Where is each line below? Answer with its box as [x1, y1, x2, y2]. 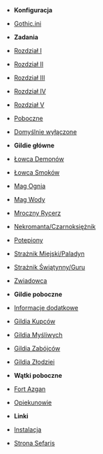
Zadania [13, 33, 38, 41]
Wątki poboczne [13, 372, 63, 379]
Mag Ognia [13, 182, 46, 190]
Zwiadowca [13, 277, 47, 285]
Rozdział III [13, 73, 45, 82]
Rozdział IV [13, 87, 47, 95]
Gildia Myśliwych [13, 331, 63, 339]
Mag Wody [13, 196, 45, 203]
